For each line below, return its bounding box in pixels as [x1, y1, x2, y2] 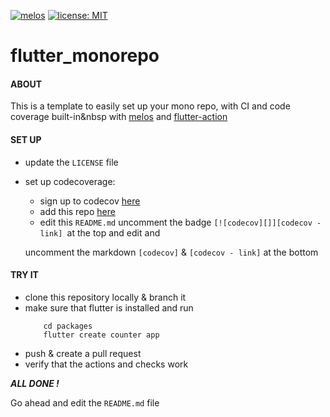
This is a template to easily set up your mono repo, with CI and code [10, 100, 291, 112]
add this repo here [39, 205, 116, 217]
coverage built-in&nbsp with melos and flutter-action [10, 111, 228, 123]
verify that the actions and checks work [24, 358, 189, 370]
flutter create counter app [43, 330, 160, 340]
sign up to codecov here [39, 195, 141, 207]
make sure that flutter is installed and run [24, 301, 194, 314]
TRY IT [10, 269, 39, 281]
